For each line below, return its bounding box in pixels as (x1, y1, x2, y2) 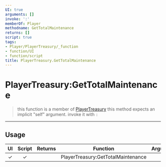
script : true (5, 35, 32, 40)
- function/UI (5, 49, 35, 54)
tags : (5, 40, 16, 45)
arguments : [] (5, 12, 35, 17)
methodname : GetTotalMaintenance (5, 26, 74, 31)
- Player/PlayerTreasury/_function (5, 44, 79, 49)
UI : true (5, 7, 23, 12)
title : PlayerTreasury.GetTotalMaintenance (5, 58, 96, 63)
